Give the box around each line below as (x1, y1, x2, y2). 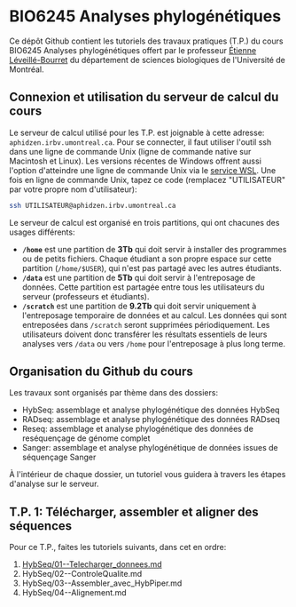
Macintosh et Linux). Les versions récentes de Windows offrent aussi (9, 156, 261, 166)
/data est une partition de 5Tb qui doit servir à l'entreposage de (21, 272, 255, 283)
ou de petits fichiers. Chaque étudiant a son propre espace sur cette (21, 253, 272, 264)
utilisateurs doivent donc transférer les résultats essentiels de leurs (21, 329, 268, 339)
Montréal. (9, 64, 44, 75)
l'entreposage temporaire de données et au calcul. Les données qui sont (21, 309, 287, 321)
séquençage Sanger (21, 451, 97, 463)
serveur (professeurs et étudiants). (21, 291, 150, 301)
